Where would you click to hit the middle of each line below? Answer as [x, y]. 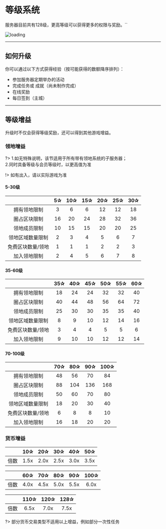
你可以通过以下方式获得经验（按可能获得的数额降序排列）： [65, 69]
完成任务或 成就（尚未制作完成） [45, 86]
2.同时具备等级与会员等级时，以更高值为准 [48, 164]
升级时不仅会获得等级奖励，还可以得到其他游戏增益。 [59, 132]
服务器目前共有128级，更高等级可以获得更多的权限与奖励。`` [66, 25]
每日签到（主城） [30, 98]
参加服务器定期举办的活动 [38, 79]
